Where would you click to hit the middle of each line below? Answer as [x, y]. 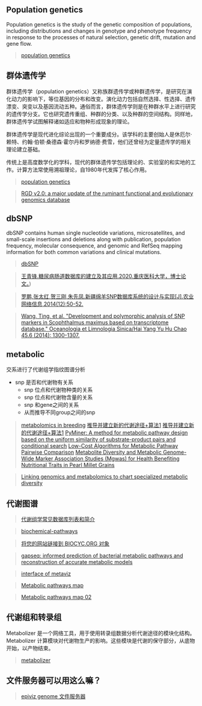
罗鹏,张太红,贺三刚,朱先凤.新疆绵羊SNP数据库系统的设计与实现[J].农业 [107, 297]
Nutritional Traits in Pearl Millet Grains [68, 465]
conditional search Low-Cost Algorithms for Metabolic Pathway [99, 446]
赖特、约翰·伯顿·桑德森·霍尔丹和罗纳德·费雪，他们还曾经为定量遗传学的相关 [99, 141]
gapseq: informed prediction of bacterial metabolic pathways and [102, 556]
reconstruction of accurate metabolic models [77, 562]
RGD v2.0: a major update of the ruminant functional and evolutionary [107, 193]
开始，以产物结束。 [30, 648]
